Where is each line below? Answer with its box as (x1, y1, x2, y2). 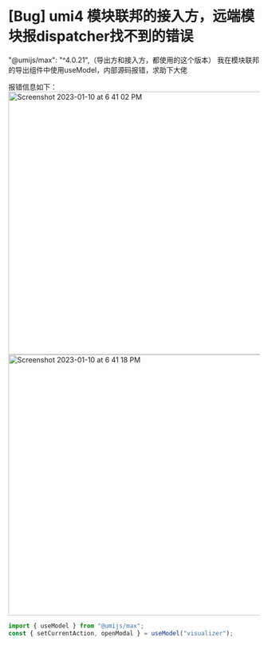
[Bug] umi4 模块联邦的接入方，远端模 (8, 7, 255, 26)
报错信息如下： (8, 81, 57, 92)
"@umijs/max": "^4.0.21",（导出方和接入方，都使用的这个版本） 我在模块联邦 (8, 55, 259, 65)
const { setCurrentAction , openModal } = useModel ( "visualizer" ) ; (8, 629, 234, 637)
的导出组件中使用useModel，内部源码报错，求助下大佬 (8, 65, 187, 74)
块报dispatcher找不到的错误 (8, 27, 194, 46)
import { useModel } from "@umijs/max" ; (8, 622, 145, 630)
